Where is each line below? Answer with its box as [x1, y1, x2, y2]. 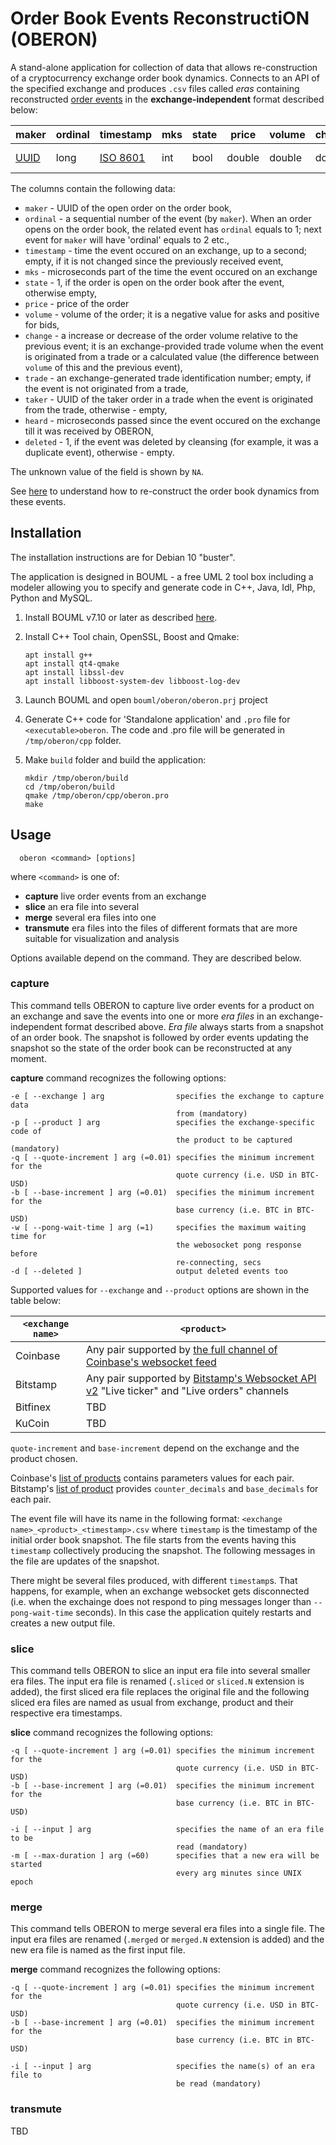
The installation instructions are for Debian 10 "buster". [10, 551, 236, 563]
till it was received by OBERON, [24, 425, 154, 437]
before [10, 1248, 38, 1259]
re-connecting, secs [175, 1257, 262, 1267]
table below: [10, 1294, 62, 1306]
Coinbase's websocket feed [85, 1355, 217, 1369]
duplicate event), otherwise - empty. [24, 446, 175, 458]
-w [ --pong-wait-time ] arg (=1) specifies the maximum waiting [10, 1222, 307, 1232]
